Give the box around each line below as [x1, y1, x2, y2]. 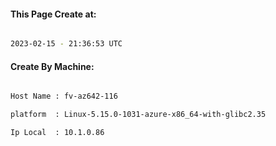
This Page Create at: [10, 8, 97, 20]
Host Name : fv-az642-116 [10, 91, 118, 102]
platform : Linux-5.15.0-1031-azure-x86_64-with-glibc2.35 [10, 110, 267, 120]
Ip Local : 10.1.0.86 [10, 128, 105, 138]
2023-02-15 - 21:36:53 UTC [10, 39, 123, 49]
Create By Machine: [10, 60, 95, 72]
